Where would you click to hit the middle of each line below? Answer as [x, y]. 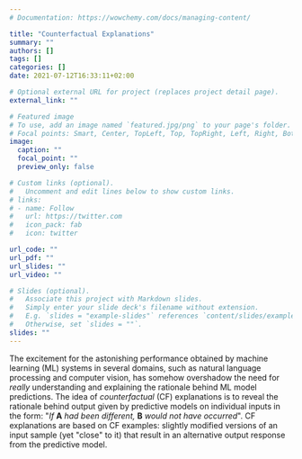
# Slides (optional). [50, 291]
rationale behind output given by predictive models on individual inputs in [145, 406]
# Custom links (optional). [62, 183]
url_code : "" [34, 249]
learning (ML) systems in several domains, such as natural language [135, 368]
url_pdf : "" [31, 257]
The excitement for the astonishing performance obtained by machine [139, 358]
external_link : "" [44, 100]
